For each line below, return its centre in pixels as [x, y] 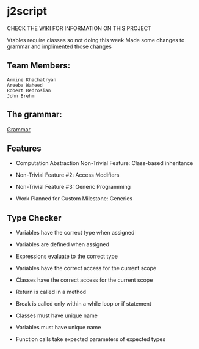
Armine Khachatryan [32, 80]
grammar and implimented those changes [60, 46]
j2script [27, 11]
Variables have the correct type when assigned [75, 233]
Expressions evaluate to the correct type [67, 256]
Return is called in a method [51, 292]
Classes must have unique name [57, 315]
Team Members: [39, 66]
